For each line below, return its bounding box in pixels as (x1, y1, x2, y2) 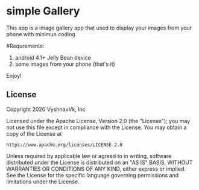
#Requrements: (6, 42, 45, 49)
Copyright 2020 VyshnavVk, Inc (6, 106, 86, 113)
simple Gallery (6, 4, 80, 18)
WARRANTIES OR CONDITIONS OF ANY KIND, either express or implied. (6, 165, 186, 173)
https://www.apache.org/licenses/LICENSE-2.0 (6, 142, 122, 148)
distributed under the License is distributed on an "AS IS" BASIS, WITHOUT (6, 159, 193, 166)
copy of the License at (6, 130, 62, 137)
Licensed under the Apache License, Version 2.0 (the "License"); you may (6, 117, 191, 124)
